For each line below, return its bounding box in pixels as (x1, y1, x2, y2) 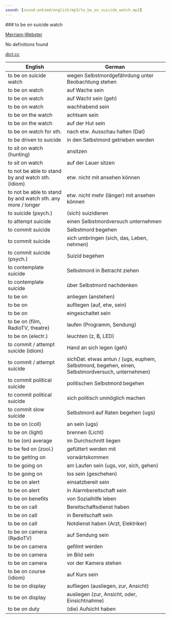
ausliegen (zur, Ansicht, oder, (67, 590, 137, 598)
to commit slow (8, 406, 44, 413)
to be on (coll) (8, 420, 42, 427)
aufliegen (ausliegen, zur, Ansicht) (67, 582, 149, 589)
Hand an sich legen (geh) (67, 344, 128, 351)
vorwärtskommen (67, 453, 109, 460)
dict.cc (5, 51, 20, 57)
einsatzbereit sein (67, 478, 109, 485)
